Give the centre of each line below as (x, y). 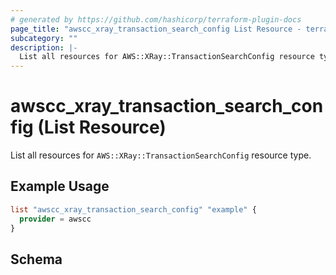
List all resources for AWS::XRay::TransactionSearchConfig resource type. (161, 155)
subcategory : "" (44, 38)
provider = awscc (55, 219)
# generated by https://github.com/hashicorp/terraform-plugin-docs (156, 19)
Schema (36, 259)
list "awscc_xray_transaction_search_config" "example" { (133, 209)
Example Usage (60, 186)
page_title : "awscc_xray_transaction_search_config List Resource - (156, 29)
